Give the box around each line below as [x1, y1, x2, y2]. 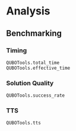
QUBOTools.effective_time [6, 65, 70, 71]
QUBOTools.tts [6, 120, 42, 126]
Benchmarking [6, 28, 62, 38]
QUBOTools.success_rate [6, 93, 65, 99]
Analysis [6, 4, 50, 18]
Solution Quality [6, 79, 54, 87]
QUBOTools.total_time [6, 59, 60, 65]
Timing [6, 46, 27, 55]
